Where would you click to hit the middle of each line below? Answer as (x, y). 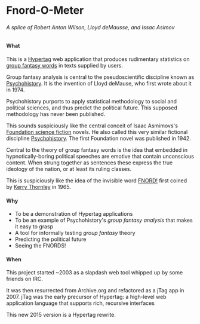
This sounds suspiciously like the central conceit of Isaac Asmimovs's (92, 126)
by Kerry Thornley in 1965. (39, 187)
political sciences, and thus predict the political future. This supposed (92, 108)
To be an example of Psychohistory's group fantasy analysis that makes (104, 220)
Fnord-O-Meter (45, 10)
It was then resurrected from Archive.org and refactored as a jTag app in (95, 291)
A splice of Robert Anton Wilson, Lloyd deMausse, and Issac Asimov (90, 27)
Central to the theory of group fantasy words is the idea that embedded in (97, 150)
